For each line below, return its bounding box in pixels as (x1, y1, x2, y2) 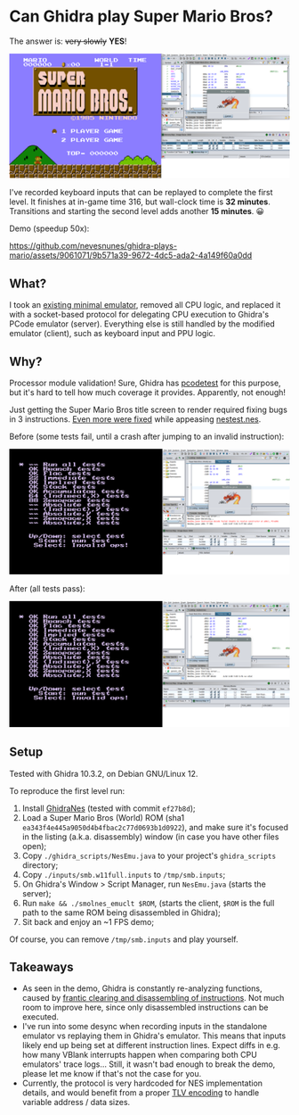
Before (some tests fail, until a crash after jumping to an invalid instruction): (9, 431, 285, 442)
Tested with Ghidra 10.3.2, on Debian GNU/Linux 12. (9, 768, 198, 779)
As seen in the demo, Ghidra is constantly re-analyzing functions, (21, 983, 263, 994)
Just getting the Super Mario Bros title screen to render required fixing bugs (9, 404, 287, 416)
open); (21, 840, 47, 851)
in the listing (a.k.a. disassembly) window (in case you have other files (21, 831, 279, 842)
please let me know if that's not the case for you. (21, 1069, 202, 1079)
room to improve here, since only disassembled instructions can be (21, 1002, 269, 1013)
